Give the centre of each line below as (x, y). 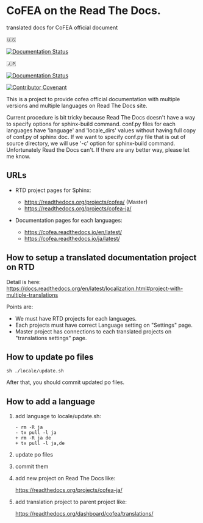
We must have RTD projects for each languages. (76, 318)
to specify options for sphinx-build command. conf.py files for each (91, 124)
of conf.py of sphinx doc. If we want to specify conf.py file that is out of (96, 137)
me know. (18, 156)
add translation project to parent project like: (71, 502)
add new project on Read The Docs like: (65, 479)
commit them (32, 466)
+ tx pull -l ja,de (40, 443)
